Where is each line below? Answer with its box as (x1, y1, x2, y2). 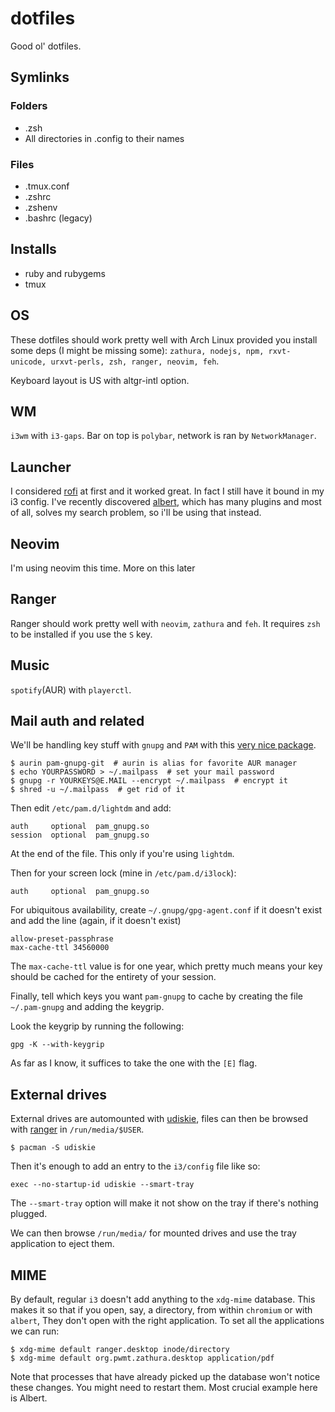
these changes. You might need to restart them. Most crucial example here (10, 1382, 318, 1394)
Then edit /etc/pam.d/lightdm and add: (10, 802, 172, 814)
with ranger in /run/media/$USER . (10, 1123, 145, 1136)
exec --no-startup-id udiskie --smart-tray (10, 1180, 195, 1190)
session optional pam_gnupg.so (10, 830, 150, 841)
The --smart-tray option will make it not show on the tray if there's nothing (10, 1197, 319, 1209)
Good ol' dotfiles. (10, 40, 82, 52)
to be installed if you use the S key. (10, 628, 153, 640)
